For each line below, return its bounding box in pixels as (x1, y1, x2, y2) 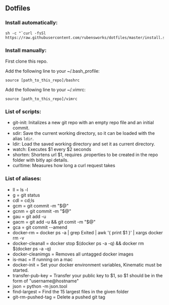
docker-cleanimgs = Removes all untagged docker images (12, 251, 134, 257)
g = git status (12, 192, 40, 198)
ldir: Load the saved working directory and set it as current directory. (12, 141, 155, 147)
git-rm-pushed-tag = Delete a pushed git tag (12, 294, 106, 300)
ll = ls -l (12, 186, 29, 192)
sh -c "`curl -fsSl (5, 30, 46, 36)
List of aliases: (5, 175, 42, 182)
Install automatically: (5, 19, 58, 26)
